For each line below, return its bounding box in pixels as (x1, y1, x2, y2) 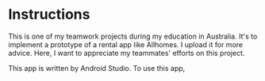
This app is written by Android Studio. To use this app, (8, 63, 186, 72)
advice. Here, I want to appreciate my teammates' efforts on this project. (8, 48, 245, 57)
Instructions (8, 6, 90, 24)
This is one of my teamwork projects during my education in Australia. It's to (8, 31, 258, 41)
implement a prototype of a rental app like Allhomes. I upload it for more (8, 39, 244, 49)
